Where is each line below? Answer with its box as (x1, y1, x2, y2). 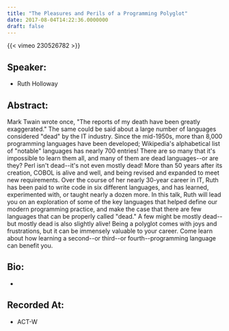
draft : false (7, 23, 44, 29)
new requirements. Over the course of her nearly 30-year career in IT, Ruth (7, 176, 219, 184)
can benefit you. (7, 241, 53, 249)
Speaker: (7, 61, 46, 73)
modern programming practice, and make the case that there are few (7, 205, 202, 213)
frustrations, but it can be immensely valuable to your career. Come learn (7, 227, 213, 235)
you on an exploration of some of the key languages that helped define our (7, 198, 217, 206)
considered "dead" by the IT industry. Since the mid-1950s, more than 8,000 (7, 132, 223, 140)
